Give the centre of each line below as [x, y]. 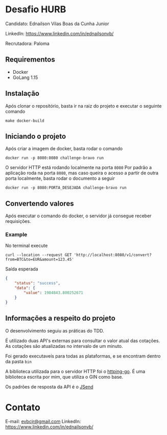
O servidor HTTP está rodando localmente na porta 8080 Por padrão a [79, 168]
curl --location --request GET [39, 255]
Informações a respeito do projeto [61, 318]
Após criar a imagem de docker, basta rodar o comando [64, 149]
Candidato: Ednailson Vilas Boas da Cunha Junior [57, 24]
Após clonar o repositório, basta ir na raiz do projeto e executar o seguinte [83, 106]
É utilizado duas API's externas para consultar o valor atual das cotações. [82, 340]
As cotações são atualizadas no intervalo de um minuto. [64, 346]
